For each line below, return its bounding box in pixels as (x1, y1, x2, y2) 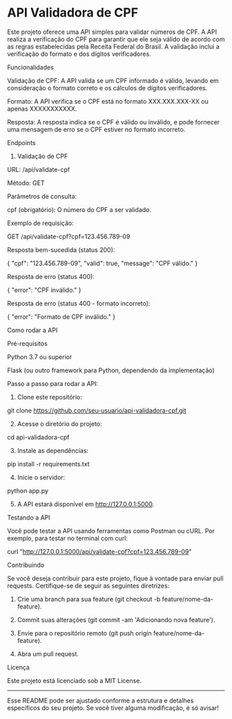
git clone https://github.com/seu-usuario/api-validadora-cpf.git (7, 406, 186, 414)
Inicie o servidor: (17, 473, 66, 481)
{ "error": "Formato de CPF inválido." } (7, 312, 116, 320)
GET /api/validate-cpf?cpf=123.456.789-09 (7, 232, 130, 240)
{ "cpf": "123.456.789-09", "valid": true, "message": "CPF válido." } (7, 259, 198, 267)
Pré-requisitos (7, 339, 48, 347)
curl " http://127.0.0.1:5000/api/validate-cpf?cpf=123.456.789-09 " (7, 547, 192, 555)
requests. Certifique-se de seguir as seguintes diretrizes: (7, 582, 170, 590)
